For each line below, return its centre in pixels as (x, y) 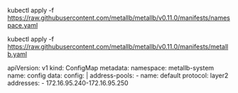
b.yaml (17, 54)
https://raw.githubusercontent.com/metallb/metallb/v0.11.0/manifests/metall (118, 46)
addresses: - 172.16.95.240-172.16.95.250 (68, 83)
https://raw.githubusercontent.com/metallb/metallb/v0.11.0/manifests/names (119, 18)
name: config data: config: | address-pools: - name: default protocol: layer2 (118, 75)
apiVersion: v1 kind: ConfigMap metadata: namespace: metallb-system (111, 68)
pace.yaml (23, 25)
